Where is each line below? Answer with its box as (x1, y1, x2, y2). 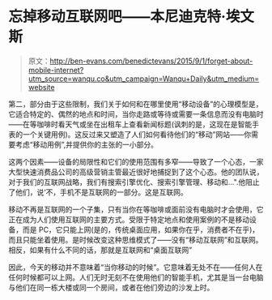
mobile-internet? (28, 65, 84, 75)
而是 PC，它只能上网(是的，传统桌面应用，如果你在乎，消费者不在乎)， (22, 225, 260, 234)
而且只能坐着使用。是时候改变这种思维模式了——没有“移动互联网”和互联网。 (8, 234, 263, 244)
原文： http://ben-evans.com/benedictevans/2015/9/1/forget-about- (28, 56, 253, 66)
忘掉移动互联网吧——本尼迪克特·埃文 (8, 7, 255, 26)
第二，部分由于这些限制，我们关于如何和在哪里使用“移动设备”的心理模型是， (8, 99, 263, 109)
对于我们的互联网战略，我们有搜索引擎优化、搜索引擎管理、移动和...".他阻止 (8, 177, 261, 186)
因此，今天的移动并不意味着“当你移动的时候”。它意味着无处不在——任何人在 (8, 262, 263, 272)
